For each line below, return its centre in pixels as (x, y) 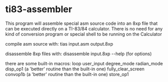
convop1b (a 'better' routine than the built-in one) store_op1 (67, 74)
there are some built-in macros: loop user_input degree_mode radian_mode (84, 63)
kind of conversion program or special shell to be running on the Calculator (84, 34)
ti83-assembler (39, 9)
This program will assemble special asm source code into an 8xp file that (81, 23)
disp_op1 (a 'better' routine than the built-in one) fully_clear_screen (75, 69)
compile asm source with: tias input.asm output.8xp (59, 44)
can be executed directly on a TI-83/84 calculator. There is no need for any (84, 28)
